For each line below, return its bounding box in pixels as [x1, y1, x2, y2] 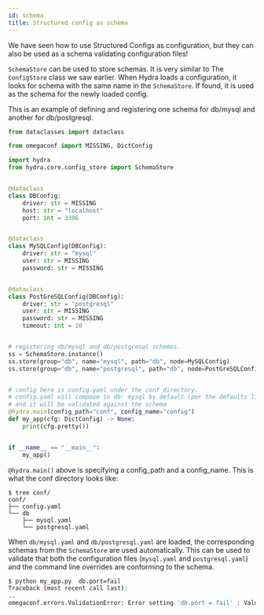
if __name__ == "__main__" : [8, 444, 101, 451]
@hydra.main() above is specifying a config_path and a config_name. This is [8, 465, 254, 474]
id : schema [8, 11, 44, 20]
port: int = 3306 [22, 214, 79, 222]
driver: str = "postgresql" [22, 300, 114, 307]
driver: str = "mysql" [22, 249, 97, 258]
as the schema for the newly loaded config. [8, 89, 149, 98]
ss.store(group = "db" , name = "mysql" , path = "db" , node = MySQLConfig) [8, 357, 230, 366]
